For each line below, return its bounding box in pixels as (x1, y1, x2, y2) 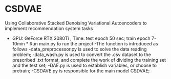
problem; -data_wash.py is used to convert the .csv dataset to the (12, 51, 152, 58)
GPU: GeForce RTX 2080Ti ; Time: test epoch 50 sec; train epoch (12, 35, 151, 41)
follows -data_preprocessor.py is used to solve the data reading (12, 46, 147, 52)
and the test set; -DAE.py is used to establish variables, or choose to (12, 62, 157, 68)
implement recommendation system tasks (5, 25, 93, 31)
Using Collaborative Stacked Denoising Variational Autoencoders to (5, 20, 147, 26)
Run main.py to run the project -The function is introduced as (29, 40, 158, 46)
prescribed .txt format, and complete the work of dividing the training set (12, 57, 166, 63)
